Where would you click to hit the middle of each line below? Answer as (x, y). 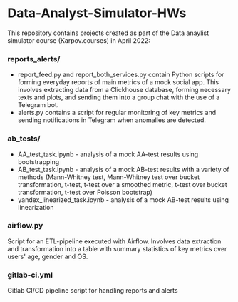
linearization (36, 207)
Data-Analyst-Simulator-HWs (97, 13)
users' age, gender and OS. (48, 256)
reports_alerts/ (34, 59)
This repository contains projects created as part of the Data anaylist (108, 33)
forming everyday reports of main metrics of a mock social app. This (118, 82)
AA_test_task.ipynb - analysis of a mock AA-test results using (108, 154)
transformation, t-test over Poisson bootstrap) (85, 192)
